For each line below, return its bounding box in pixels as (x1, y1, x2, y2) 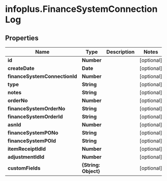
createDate (7, 65, 35, 71)
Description (106, 49, 135, 55)
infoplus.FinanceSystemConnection (5, 3, 158, 15)
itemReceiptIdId (7, 145, 46, 152)
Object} (82, 168, 100, 175)
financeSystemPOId (7, 137, 56, 144)
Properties (5, 34, 39, 42)
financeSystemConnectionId (7, 73, 77, 80)
